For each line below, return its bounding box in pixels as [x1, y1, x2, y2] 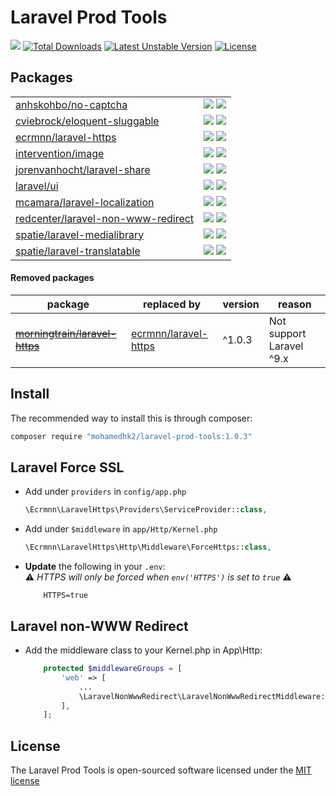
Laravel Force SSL [10, 459, 125, 476]
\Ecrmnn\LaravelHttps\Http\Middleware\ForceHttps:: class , [24, 542, 272, 553]
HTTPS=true [43, 591, 89, 601]
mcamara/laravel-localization [15, 195, 155, 209]
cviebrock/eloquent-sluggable [15, 114, 160, 128]
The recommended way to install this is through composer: [10, 412, 253, 424]
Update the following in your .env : [24, 561, 166, 573]
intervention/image [15, 146, 105, 160]
